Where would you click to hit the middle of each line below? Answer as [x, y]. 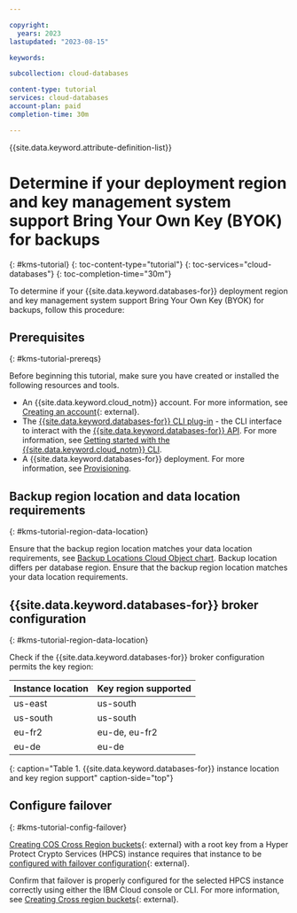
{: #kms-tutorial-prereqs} [55, 359]
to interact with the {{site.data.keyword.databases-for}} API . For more [149, 431]
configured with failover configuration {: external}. [100, 863]
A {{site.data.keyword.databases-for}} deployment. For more [133, 459]
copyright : [29, 25]
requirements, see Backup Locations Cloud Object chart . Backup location [143, 558]
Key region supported [145, 688]
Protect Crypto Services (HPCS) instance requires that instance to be [136, 854]
